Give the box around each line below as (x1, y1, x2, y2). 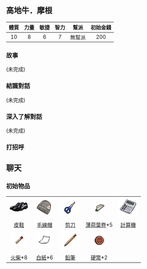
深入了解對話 (6, 112, 43, 120)
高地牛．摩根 (6, 5, 53, 16)
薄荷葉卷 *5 (86, 221, 113, 228)
